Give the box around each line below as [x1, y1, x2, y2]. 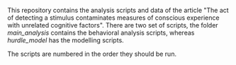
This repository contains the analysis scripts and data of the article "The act [7, 6, 229, 14]
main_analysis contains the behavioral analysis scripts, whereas [7, 28, 195, 37]
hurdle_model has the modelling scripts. [7, 36, 124, 45]
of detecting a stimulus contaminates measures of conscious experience [7, 13, 220, 22]
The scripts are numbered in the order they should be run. [7, 49, 177, 58]
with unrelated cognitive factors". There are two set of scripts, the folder [7, 21, 218, 29]
